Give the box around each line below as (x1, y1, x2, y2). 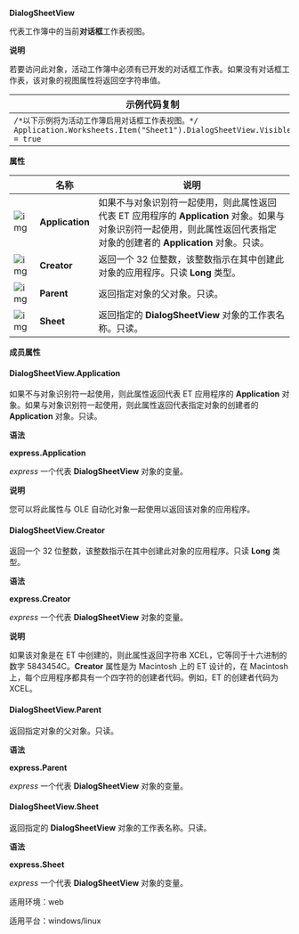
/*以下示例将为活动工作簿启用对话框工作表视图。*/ (13, 116, 198, 126)
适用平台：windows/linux (9, 915, 101, 926)
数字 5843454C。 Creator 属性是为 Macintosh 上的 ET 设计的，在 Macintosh (9, 661, 289, 672)
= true (13, 134, 42, 143)
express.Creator (9, 594, 71, 604)
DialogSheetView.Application (9, 367, 121, 378)
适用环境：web (9, 896, 64, 907)
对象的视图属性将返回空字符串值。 (39, 75, 166, 86)
